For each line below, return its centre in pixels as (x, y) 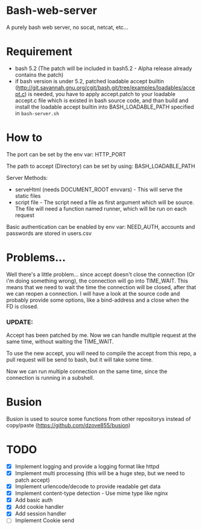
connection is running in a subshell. (50, 378)
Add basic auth (34, 500)
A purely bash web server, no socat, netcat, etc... (67, 27)
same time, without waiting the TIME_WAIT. (60, 342)
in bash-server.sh (37, 113)
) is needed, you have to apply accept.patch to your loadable (100, 94)
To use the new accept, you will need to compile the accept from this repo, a (101, 353)
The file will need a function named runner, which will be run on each (101, 208)
